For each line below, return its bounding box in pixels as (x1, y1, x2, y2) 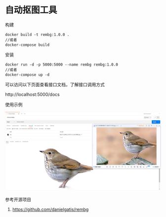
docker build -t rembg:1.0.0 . (5, 32, 70, 37)
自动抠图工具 (5, 4, 58, 16)
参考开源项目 (5, 196, 31, 202)
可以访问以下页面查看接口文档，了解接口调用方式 (5, 81, 105, 87)
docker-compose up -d (5, 72, 50, 77)
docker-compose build (5, 42, 50, 47)
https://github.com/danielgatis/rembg (12, 206, 89, 212)
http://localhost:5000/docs (5, 91, 60, 97)
